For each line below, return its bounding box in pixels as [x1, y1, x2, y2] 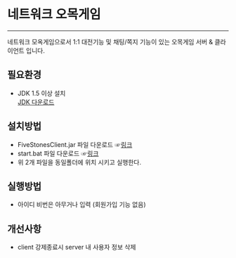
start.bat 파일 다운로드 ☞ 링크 [17, 149, 99, 157]
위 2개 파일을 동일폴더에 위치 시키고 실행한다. [17, 157, 142, 166]
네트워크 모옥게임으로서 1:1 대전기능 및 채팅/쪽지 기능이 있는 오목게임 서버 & [7, 37, 214, 46]
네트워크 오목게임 [7, 6, 101, 22]
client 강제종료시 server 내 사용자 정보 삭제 [17, 243, 136, 252]
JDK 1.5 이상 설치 [17, 89, 66, 97]
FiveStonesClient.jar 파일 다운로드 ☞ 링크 [17, 140, 133, 148]
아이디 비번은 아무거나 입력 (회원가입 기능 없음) [17, 200, 146, 209]
